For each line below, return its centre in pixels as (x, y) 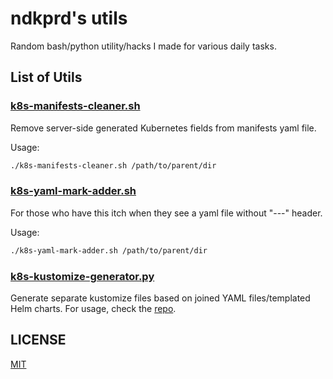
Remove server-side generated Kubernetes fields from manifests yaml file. (163, 128)
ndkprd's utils (69, 18)
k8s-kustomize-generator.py (82, 276)
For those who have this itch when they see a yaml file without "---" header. (166, 213)
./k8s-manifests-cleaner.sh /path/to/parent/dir (113, 165)
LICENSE (38, 340)
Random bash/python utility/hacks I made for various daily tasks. (143, 46)
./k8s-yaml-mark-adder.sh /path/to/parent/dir (109, 250)
